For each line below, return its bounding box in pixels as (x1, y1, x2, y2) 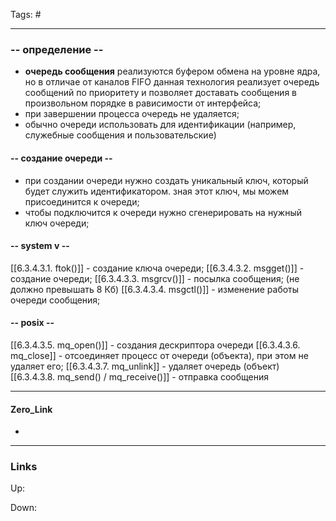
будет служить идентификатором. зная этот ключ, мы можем (24, 185, 290, 197)
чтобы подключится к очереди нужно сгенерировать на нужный (24, 206, 302, 218)
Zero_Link (10, 403, 53, 415)
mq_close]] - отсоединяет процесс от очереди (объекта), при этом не (10, 349, 309, 361)
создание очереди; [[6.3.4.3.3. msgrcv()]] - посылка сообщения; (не (10, 272, 300, 284)
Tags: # (10, 9, 42, 20)
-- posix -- (10, 317, 55, 329)
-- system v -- (10, 240, 70, 252)
